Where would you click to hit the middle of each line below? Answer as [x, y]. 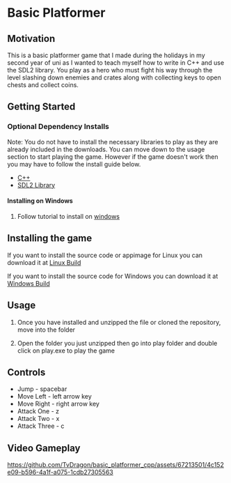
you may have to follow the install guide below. [74, 164]
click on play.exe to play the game [66, 351]
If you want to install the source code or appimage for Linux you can [105, 255]
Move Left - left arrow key [54, 397]
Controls [26, 372]
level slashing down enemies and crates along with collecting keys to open [114, 77]
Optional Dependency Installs [58, 127]
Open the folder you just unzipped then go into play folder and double [117, 343]
